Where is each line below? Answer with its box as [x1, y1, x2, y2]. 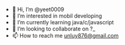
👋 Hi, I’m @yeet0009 [12, 6, 65, 13]
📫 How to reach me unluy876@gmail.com [12, 32, 119, 39]
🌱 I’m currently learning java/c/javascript [12, 19, 114, 26]
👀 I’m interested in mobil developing [12, 12, 102, 19]
